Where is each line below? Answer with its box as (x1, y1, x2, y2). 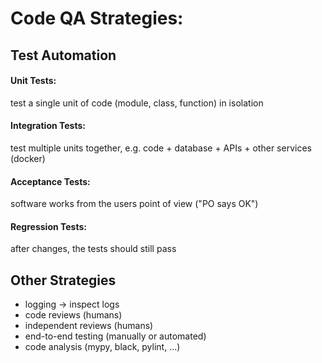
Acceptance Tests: (10, 175, 91, 187)
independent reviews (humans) (24, 320, 154, 332)
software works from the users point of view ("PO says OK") (10, 198, 259, 210)
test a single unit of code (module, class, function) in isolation (10, 97, 264, 109)
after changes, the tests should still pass (10, 243, 177, 255)
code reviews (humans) (24, 309, 123, 321)
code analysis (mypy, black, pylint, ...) (24, 341, 181, 353)
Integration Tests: (10, 120, 86, 132)
